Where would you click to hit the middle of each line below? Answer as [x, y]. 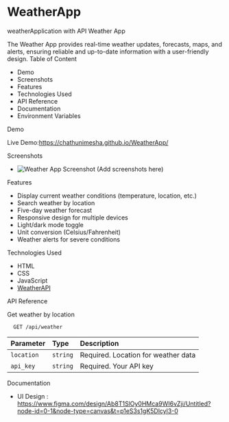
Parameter [28, 343]
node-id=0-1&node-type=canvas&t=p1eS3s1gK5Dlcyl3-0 [97, 411]
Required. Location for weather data [138, 355]
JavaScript [32, 280]
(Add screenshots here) [130, 169]
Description [99, 343]
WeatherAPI [34, 288]
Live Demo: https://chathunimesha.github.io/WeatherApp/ [88, 142]
